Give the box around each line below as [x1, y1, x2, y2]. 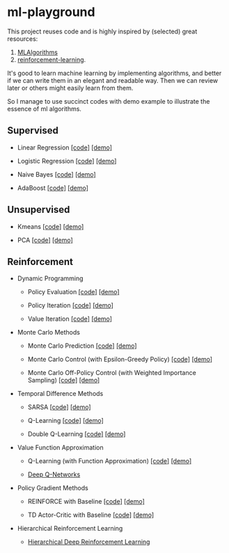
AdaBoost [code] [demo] [17, 184, 89, 192]
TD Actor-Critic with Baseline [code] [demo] [27, 511, 155, 519]
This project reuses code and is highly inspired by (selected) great [7, 27, 198, 35]
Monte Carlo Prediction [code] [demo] [27, 342, 137, 350]
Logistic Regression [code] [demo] [17, 157, 117, 165]
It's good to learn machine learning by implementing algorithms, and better [7, 69, 222, 77]
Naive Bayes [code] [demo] [17, 170, 96, 178]
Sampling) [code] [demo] [27, 376, 100, 385]
